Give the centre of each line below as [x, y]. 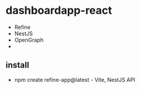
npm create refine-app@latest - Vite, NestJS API [75, 79]
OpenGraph [29, 40]
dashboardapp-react [59, 11]
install [17, 65]
